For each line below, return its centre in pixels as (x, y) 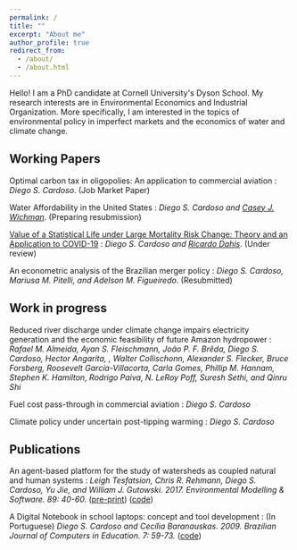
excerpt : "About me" (48, 34)
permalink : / (33, 17)
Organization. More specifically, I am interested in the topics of (124, 112)
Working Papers (55, 159)
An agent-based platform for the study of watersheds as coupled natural (143, 471)
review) (23, 253)
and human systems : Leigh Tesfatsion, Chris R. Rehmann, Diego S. (133, 480)
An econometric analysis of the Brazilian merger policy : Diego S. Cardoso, (146, 270)
